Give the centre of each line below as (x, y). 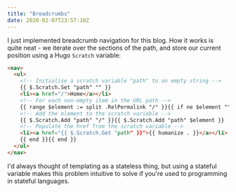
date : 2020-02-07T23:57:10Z (48, 20)
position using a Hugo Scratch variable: (64, 55)
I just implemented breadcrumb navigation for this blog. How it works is (111, 40)
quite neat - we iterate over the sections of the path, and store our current (114, 48)
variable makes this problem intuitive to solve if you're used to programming (117, 173)
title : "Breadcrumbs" (39, 14)
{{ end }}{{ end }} (48, 140)
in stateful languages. (39, 181)
